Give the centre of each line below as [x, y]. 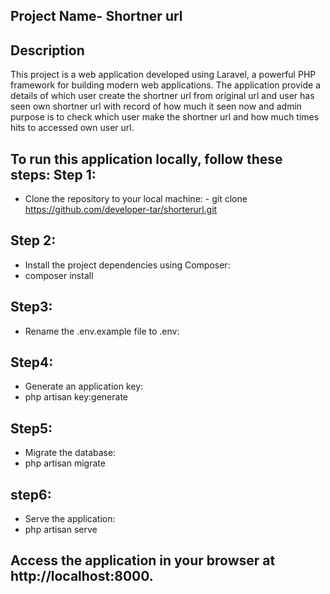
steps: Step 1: [53, 174]
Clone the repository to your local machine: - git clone [136, 199]
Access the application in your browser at [143, 560]
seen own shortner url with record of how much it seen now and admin [156, 106]
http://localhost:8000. [82, 576]
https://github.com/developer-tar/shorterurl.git [121, 210]
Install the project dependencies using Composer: [127, 265]
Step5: [31, 428]
